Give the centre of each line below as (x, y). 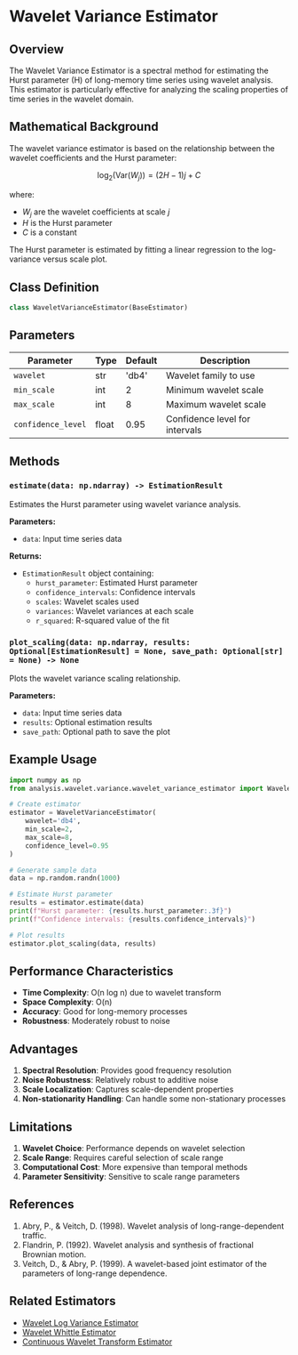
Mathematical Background (84, 127)
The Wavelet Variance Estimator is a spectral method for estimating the (139, 70)
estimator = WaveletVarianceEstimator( (83, 813)
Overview (37, 49)
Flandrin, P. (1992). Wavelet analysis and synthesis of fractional (138, 1245)
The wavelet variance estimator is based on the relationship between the (142, 148)
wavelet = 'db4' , (53, 821)
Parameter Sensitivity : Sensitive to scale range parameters (131, 1177)
